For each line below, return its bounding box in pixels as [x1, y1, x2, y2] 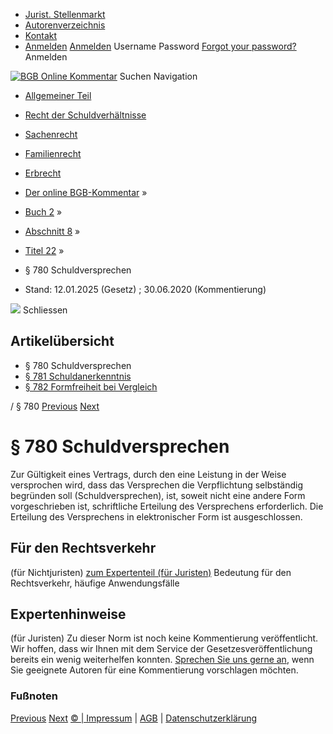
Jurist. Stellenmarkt [24, 9, 106, 20]
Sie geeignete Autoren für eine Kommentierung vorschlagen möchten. [10, 664, 299, 676]
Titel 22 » [24, 245, 65, 256]
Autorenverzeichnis [24, 19, 106, 31]
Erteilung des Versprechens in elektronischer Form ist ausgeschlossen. [10, 510, 303, 523]
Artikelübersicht [10, 333, 115, 350]
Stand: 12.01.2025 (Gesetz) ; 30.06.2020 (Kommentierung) [24, 284, 267, 295]
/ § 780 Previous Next [10, 400, 100, 412]
